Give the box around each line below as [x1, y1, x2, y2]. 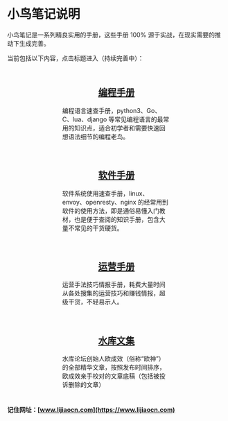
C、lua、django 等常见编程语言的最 [62, 115, 164, 123]
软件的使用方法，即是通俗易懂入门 [62, 206, 159, 215]
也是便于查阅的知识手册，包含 [73, 215, 159, 223]
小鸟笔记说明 [7, 6, 81, 22]
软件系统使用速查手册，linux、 [62, 189, 149, 198]
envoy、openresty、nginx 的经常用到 [62, 198, 168, 206]
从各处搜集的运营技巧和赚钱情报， [62, 289, 159, 298]
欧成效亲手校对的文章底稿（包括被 [62, 372, 159, 380]
